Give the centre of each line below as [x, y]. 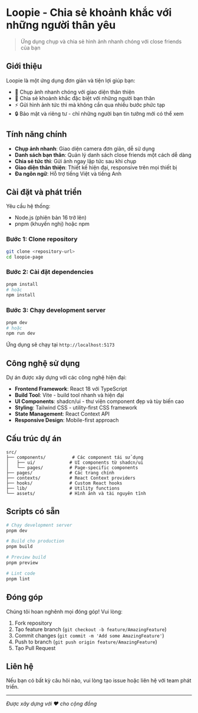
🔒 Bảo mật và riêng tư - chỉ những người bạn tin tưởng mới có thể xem [99, 113]
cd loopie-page [25, 257]
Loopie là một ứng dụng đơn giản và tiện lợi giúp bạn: [71, 80]
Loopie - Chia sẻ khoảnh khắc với [89, 13]
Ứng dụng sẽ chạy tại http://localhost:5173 [60, 345]
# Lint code [21, 573]
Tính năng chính [37, 135]
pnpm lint [18, 579]
